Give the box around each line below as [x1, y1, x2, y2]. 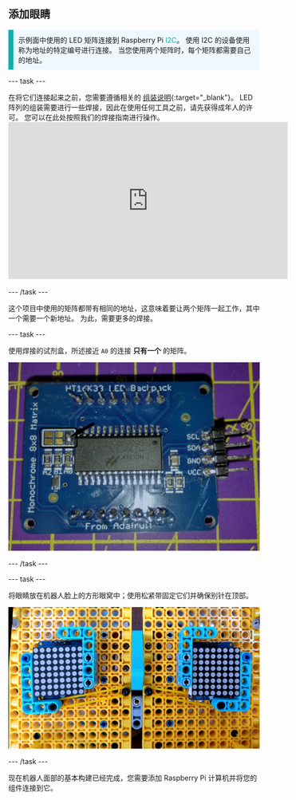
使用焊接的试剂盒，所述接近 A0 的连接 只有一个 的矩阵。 [8, 345, 191, 355]
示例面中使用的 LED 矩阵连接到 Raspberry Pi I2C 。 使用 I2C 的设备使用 [18, 35, 250, 45]
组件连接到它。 [8, 782, 57, 792]
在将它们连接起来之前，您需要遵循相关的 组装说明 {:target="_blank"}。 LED [8, 93, 254, 102]
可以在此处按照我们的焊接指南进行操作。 [30, 112, 164, 122]
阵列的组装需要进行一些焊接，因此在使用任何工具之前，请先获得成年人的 [8, 102, 246, 112]
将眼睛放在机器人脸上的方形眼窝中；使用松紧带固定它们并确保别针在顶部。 [8, 591, 253, 601]
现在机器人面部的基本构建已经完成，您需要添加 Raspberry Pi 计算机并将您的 [8, 773, 258, 782]
